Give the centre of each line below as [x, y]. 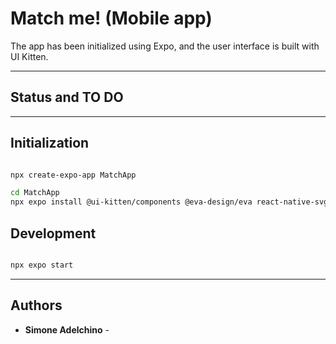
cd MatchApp [35, 193]
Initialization [50, 143]
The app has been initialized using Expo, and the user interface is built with [165, 46]
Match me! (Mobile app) [111, 18]
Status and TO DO [67, 97]
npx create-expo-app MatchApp [73, 175]
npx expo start [42, 265]
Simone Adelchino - [67, 329]
